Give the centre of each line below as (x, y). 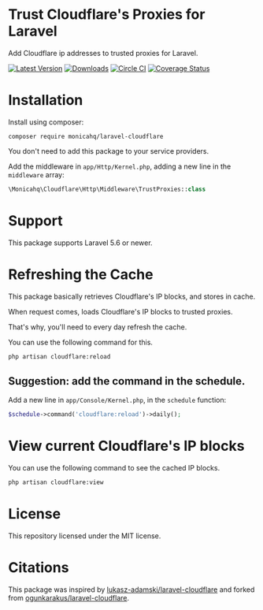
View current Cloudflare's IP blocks (126, 446)
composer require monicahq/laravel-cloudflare (86, 136)
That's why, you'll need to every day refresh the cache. (98, 327)
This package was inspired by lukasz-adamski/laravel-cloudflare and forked (131, 590)
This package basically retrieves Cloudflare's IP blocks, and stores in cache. (132, 296)
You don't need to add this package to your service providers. (109, 151)
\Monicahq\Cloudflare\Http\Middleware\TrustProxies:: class (107, 189)
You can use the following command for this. (81, 342)
